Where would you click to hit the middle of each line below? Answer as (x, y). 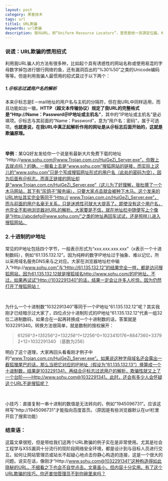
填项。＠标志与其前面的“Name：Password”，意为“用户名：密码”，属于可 (80, 121)
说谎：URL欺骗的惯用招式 (36, 52)
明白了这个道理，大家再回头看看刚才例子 (47, 352)
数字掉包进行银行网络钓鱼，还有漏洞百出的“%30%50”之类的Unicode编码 (84, 70)
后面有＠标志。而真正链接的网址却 (44, 179)
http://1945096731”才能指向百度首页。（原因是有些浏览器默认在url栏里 (87, 410)
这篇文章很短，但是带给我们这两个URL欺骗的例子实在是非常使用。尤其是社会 (84, 442)
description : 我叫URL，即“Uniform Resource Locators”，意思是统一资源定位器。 (83, 33)
